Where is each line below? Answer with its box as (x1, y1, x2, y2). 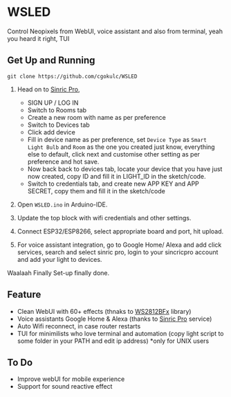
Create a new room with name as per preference (27, 113, 166, 121)
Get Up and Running (7, 55, 95, 67)
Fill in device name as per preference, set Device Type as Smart (27, 135, 207, 143)
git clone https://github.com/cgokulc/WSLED (7, 73, 138, 80)
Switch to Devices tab (27, 121, 90, 129)
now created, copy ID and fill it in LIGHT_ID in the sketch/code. (27, 172, 206, 180)
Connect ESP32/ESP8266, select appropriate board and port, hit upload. (17, 227, 224, 236)
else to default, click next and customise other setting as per (27, 150, 201, 158)
